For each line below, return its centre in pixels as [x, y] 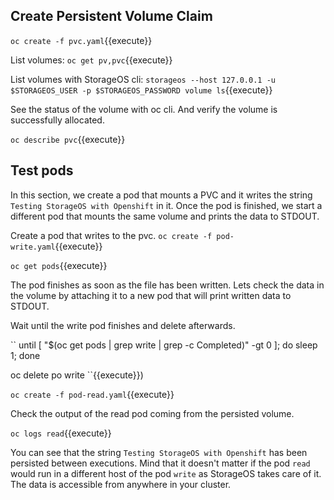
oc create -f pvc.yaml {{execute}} [81, 40]
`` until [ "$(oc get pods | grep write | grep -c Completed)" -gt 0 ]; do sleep [164, 345]
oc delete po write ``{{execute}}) [77, 375]
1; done [25, 355]
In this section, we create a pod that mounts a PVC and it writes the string [161, 195]
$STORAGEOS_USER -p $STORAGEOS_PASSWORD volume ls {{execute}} [141, 90]
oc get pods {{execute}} [59, 265]
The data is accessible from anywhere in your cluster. [121, 484]
